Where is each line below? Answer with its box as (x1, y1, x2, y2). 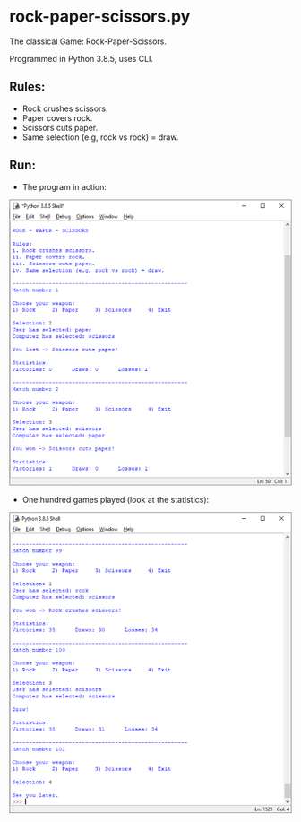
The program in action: (21, 181, 107, 192)
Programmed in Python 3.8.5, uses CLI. (9, 53, 154, 64)
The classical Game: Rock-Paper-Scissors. (9, 36, 168, 47)
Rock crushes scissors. (21, 103, 108, 114)
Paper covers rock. (21, 112, 93, 123)
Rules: (9, 79, 46, 95)
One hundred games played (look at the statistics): (21, 495, 210, 506)
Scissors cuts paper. (21, 122, 99, 133)
